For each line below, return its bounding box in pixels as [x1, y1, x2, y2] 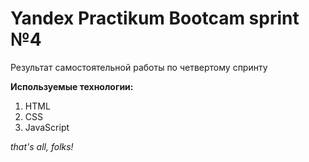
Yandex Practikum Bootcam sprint [10, 7, 300, 30]
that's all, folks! [10, 140, 74, 152]
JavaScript [24, 121, 70, 133]
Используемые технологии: [10, 80, 134, 92]
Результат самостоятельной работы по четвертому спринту [10, 61, 268, 73]
